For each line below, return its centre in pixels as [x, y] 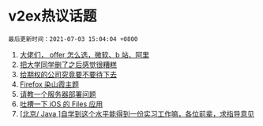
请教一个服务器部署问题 [58, 94]
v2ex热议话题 [53, 16]
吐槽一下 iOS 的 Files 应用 [61, 104]
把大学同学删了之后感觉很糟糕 [68, 65]
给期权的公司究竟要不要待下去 [68, 74]
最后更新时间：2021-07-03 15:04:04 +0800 [73, 39]
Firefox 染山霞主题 [49, 84]
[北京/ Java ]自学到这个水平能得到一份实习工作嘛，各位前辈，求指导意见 [137, 113]
